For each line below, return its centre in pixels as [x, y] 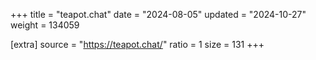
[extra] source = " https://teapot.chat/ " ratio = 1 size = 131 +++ [137, 44]
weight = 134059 [45, 25]
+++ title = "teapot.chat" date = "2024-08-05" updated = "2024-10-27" [158, 14]
